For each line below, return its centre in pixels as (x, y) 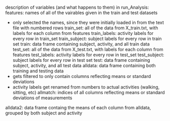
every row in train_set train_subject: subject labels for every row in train (87, 38)
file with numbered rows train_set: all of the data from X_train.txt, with (85, 28)
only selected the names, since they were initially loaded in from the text (88, 23)
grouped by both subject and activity (44, 113)
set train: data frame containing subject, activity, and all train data (81, 44)
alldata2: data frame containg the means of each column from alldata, (78, 108)
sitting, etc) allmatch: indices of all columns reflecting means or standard (89, 92)
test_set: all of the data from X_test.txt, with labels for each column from (88, 49)
